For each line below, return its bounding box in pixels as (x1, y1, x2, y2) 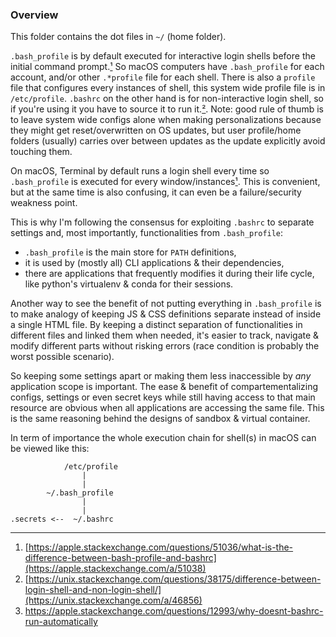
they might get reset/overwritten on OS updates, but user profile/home (10, 124, 302, 137)
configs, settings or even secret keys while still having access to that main (10, 391, 316, 403)
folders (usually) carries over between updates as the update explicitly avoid (10, 135, 326, 147)
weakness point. (10, 197, 78, 209)
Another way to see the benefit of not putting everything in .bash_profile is (10, 298, 322, 310)
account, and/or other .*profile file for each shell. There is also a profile (10, 71, 316, 83)
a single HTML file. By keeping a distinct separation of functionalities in (10, 319, 303, 331)
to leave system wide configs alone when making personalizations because (10, 114, 322, 126)
